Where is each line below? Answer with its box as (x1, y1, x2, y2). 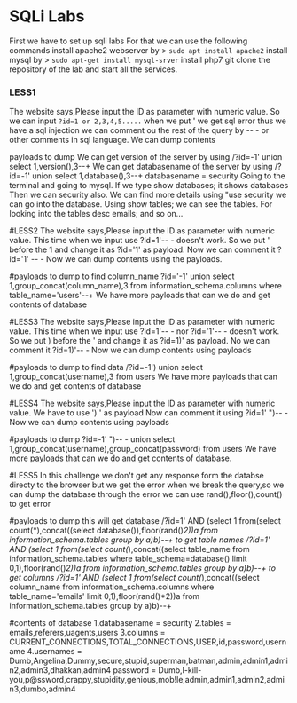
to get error (9, 499, 51, 509)
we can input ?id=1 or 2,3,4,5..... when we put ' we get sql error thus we (9, 115, 286, 126)
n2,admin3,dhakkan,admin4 (9, 665, 112, 675)
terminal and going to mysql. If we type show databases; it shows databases (9, 180, 289, 191)
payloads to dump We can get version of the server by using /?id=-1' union (9, 152, 283, 162)
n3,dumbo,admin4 (9, 683, 77, 694)
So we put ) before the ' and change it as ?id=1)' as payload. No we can (9, 336, 270, 346)
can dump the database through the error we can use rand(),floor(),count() (9, 489, 283, 500)
